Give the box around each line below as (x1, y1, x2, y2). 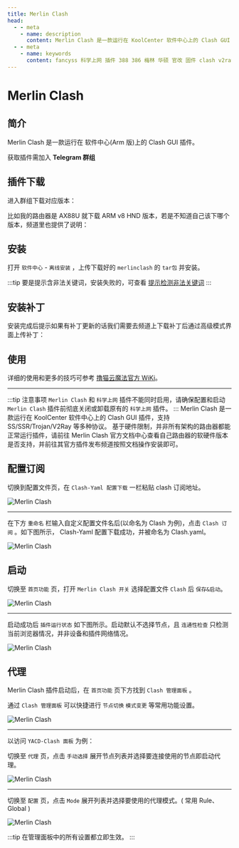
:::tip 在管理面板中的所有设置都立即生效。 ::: (7, 833, 135, 842)
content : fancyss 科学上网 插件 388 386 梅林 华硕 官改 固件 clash (26, 57, 216, 64)
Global (7, 805, 27, 813)
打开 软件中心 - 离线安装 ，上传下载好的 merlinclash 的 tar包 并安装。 (7, 263, 204, 272)
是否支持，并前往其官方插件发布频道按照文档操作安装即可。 (7, 440, 182, 448)
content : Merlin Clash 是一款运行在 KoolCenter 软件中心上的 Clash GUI (26, 37, 230, 44)
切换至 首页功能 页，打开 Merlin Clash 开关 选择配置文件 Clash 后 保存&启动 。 (7, 584, 227, 593)
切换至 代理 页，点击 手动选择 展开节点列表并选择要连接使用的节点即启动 (7, 752, 215, 760)
